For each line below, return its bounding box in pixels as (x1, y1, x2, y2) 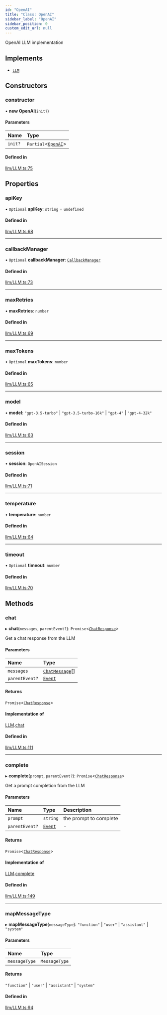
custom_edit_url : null (5, 26, 52, 31)
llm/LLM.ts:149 (5, 893, 35, 899)
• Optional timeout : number (5, 563, 61, 569)
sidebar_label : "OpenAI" (5, 16, 57, 21)
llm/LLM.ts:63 (5, 432, 33, 438)
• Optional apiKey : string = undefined (5, 206, 84, 212)
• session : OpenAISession (5, 460, 57, 466)
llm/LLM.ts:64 (5, 534, 34, 540)
